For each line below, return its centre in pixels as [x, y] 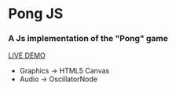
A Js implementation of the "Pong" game [88, 39]
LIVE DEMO [27, 55]
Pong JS [36, 14]
